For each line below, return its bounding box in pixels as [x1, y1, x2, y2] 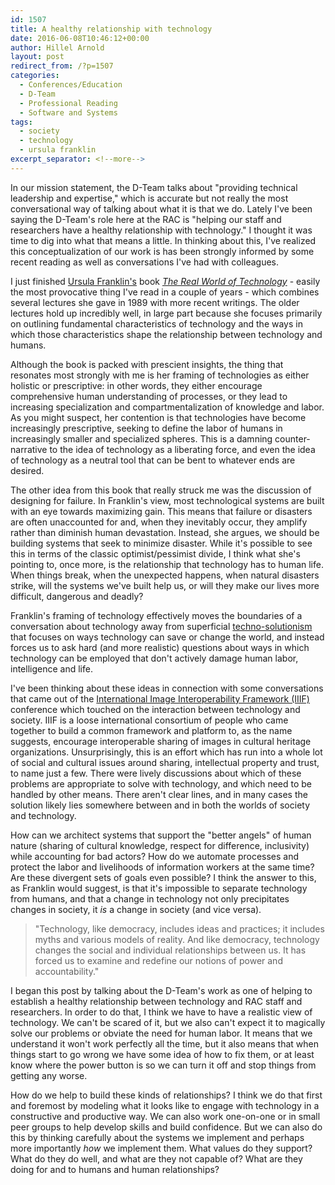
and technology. [10, 809, 77, 821]
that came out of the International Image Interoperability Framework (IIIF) [10, 692, 310, 705]
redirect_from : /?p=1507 [10, 61, 114, 71]
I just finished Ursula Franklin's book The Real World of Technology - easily [10, 275, 321, 287]
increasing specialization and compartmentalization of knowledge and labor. [10, 401, 325, 413]
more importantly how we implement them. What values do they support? [10, 1142, 313, 1154]
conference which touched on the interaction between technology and [10, 703, 301, 715]
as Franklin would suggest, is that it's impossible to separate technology [10, 882, 308, 894]
